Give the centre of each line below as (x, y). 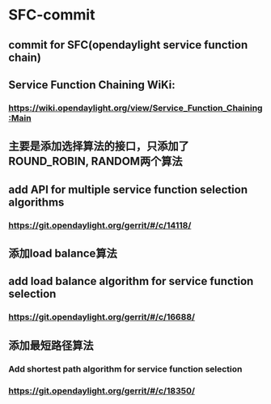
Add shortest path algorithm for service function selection (125, 368)
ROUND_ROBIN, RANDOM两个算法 (95, 162)
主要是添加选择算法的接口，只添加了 (99, 146)
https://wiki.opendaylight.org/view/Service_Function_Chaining (135, 108)
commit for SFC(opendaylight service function (128, 45)
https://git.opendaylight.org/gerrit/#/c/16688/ (102, 317)
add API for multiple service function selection (128, 189)
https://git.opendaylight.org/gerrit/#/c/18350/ (102, 390)
